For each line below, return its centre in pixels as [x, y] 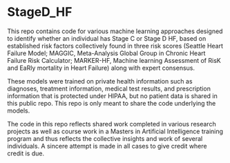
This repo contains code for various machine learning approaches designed [115, 31]
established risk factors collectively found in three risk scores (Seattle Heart [115, 46]
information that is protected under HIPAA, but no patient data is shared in [112, 96]
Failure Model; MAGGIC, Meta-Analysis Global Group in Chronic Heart [106, 53]
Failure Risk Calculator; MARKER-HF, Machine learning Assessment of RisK [114, 60]
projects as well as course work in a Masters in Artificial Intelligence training [115, 131]
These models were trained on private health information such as [100, 81]
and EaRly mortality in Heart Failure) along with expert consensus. [101, 68]
